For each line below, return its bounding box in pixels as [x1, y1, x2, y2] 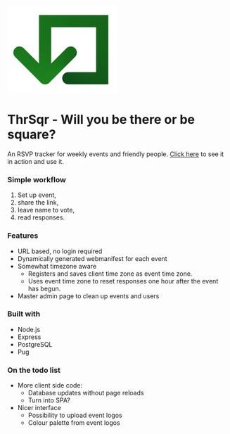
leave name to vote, [17, 206, 75, 215]
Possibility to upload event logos [27, 411, 122, 420]
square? [7, 127, 56, 143]
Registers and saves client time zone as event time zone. [27, 269, 193, 278]
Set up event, [17, 191, 56, 199]
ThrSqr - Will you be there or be [7, 112, 196, 128]
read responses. [17, 213, 65, 222]
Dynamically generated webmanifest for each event [17, 254, 167, 262]
